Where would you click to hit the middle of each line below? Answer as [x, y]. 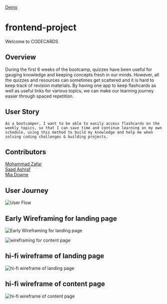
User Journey [27, 190]
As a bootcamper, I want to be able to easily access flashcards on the [82, 123]
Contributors [26, 152]
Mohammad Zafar [23, 164]
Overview [21, 57]
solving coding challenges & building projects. [57, 137]
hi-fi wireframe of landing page [55, 256]
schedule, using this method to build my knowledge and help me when [79, 132]
